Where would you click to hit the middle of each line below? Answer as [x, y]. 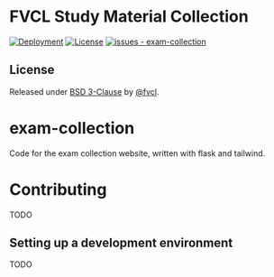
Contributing [58, 189]
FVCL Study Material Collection [129, 17]
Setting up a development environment [121, 243]
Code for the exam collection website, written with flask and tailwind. [137, 153]
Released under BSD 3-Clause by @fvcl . [84, 91]
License [32, 70]
